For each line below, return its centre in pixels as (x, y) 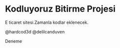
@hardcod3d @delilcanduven (35, 32)
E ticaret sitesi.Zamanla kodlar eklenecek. (47, 22)
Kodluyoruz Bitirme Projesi (60, 9)
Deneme (14, 41)
